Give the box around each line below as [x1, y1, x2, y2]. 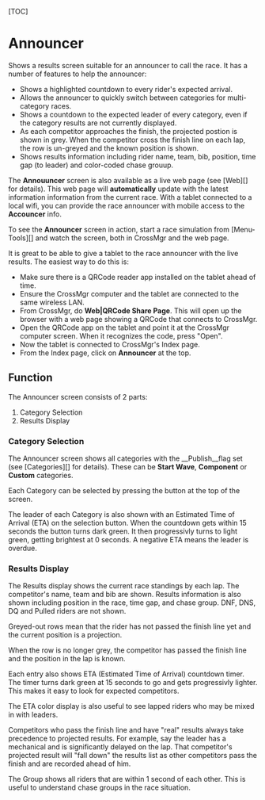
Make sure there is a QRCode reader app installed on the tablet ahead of [19, 272, 256, 281]
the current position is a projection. [8, 630, 123, 640]
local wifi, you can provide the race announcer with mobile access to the [8, 201, 245, 210]
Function [8, 371, 53, 385]
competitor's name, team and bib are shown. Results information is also [8, 590, 241, 599]
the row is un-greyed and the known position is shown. [19, 143, 199, 153]
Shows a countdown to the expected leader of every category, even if [19, 109, 248, 119]
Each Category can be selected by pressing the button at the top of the [8, 486, 240, 496]
